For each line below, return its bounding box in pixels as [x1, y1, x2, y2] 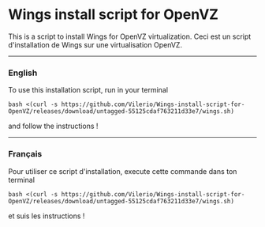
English [8, 67, 38, 78]
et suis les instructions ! [8, 211, 85, 221]
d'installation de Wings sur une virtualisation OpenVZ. [8, 40, 183, 49]
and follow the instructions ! [8, 121, 99, 131]
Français [8, 149, 43, 160]
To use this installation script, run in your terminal [8, 85, 168, 95]
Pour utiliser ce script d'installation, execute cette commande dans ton [8, 166, 237, 176]
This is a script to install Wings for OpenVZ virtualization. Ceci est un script [8, 32, 252, 41]
